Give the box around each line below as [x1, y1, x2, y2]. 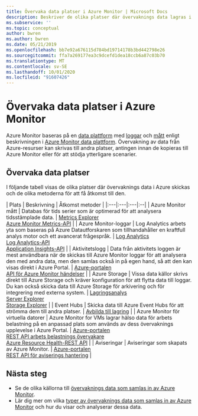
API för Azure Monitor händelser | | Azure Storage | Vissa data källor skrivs [6, 270, 188, 277]
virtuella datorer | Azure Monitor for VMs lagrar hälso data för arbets [6, 314, 173, 321]
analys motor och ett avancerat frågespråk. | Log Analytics [6, 232, 150, 240]
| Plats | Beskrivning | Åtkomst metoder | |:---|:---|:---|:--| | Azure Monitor [6, 201, 186, 208]
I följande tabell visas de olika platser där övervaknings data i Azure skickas [6, 184, 190, 191]
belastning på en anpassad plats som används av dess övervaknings [6, 320, 174, 327]
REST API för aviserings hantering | [6, 352, 92, 359]
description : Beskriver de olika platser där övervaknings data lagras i [6, 14, 192, 20]
